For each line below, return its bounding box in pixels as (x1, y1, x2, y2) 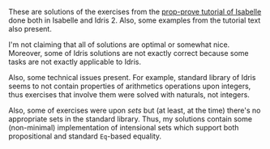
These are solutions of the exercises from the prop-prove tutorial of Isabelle (8, 7, 262, 16)
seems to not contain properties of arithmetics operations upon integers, (8, 81, 251, 91)
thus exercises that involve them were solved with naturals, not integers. (8, 90, 250, 100)
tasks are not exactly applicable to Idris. (8, 57, 142, 66)
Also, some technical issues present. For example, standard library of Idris (8, 73, 256, 82)
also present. (8, 24, 53, 33)
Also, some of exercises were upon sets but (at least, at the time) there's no (8, 105, 261, 115)
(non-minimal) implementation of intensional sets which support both (8, 123, 239, 132)
